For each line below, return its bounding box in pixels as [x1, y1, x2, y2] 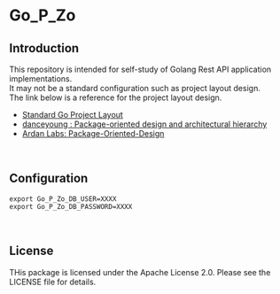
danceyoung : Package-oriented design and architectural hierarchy [21, 119, 268, 129]
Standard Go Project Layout [21, 110, 124, 120]
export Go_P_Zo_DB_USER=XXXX [9, 194, 117, 204]
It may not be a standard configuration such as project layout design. [9, 83, 261, 93]
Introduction [9, 41, 80, 56]
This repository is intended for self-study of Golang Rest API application [9, 64, 272, 74]
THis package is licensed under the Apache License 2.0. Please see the [9, 267, 271, 277]
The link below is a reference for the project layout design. [9, 92, 222, 103]
